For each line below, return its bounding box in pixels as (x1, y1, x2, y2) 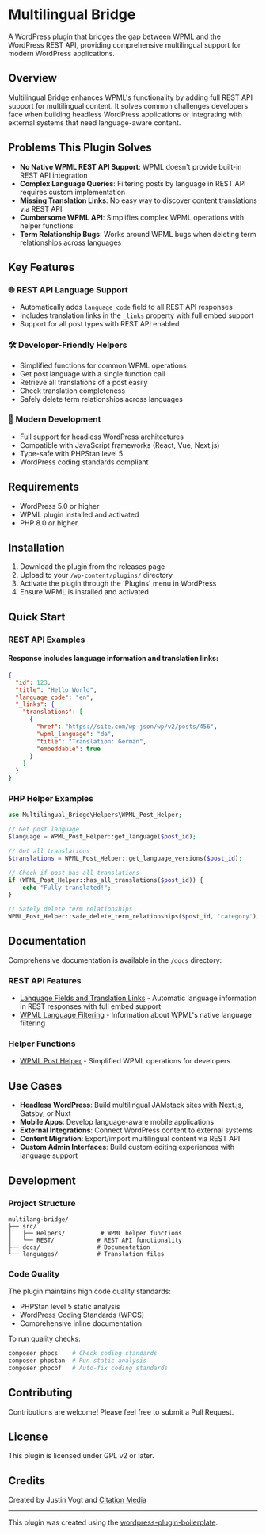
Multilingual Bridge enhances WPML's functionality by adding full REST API (8, 93, 253, 102)
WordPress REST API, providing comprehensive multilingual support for (8, 40, 241, 49)
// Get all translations (8, 847, 90, 855)
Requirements (8, 480, 79, 494)
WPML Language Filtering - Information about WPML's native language (19, 1010, 252, 1020)
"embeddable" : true (36, 745, 101, 753)
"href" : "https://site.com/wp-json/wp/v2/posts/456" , (36, 723, 218, 731)
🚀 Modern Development (8, 414, 101, 425)
